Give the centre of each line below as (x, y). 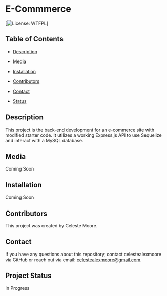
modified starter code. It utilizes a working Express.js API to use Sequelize (84, 135)
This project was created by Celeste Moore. (51, 226)
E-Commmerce (38, 9)
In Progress (17, 288)
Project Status (29, 276)
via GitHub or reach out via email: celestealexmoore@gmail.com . (74, 260)
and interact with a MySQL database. (44, 140)
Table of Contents (35, 39)
